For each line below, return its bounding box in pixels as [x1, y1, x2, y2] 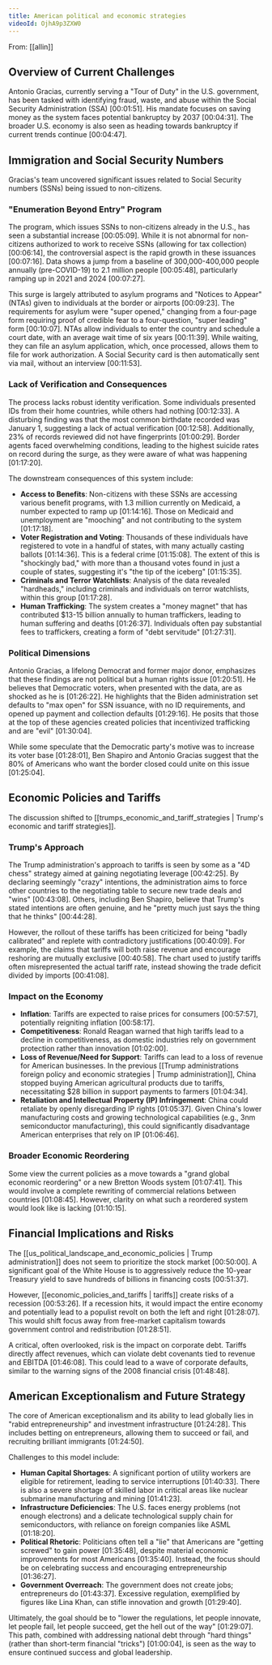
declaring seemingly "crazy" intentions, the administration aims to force [8, 877, 248, 887]
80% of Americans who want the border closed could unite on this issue [8, 759, 249, 769]
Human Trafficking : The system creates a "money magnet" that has [19, 601, 249, 611]
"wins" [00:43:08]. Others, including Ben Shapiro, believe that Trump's [8, 894, 244, 905]
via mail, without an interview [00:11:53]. [8, 359, 142, 368]
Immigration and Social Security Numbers [8, 153, 224, 167]
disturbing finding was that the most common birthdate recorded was [8, 415, 240, 424]
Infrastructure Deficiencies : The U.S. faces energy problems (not [19, 1503, 241, 1512]
